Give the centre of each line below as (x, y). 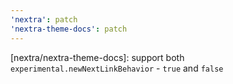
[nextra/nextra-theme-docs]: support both (97, 57)
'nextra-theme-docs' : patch (69, 29)
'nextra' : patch (44, 19)
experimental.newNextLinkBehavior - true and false (117, 68)
